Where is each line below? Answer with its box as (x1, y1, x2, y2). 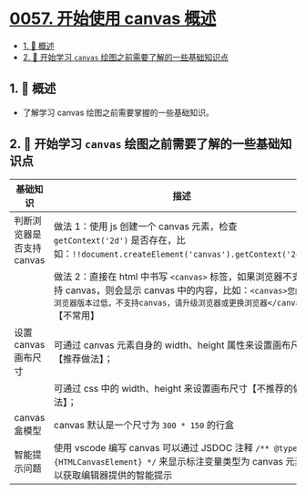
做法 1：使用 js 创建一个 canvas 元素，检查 (53, 220, 238, 233)
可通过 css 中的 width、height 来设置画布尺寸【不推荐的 (53, 382, 293, 394)
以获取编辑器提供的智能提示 (53, 468, 173, 481)
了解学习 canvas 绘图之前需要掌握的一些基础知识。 (22, 107, 214, 118)
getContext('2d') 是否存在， (53, 234, 178, 247)
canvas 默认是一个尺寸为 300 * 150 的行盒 (53, 418, 235, 431)
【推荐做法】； (53, 352, 114, 365)
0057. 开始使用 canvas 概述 (9, 8, 217, 29)
